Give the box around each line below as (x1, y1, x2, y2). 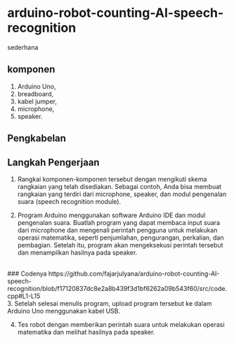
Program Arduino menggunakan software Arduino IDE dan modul (17, 211, 206, 219)
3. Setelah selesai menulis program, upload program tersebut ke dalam (7, 299, 212, 307)
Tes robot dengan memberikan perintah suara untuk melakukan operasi (17, 320, 225, 328)
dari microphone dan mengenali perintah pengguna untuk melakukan (17, 226, 218, 234)
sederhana (7, 43, 39, 51)
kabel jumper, (17, 97, 58, 105)
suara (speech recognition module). (17, 197, 122, 205)
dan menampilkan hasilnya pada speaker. (17, 248, 138, 257)
